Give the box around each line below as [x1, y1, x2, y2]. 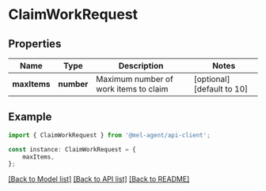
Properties [8, 37, 62, 51]
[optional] [193, 73, 230, 84]
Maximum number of [96, 73, 174, 84]
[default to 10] [193, 84, 249, 94]
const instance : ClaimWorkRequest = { [8, 145, 136, 153]
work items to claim [96, 84, 169, 94]
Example [8, 110, 52, 124]
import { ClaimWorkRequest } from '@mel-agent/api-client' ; [8, 131, 211, 139]
